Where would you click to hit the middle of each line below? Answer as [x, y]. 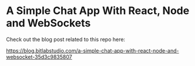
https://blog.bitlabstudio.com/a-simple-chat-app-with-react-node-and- [93, 50]
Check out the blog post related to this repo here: [65, 39]
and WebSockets [48, 23]
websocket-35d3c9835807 [39, 57]
